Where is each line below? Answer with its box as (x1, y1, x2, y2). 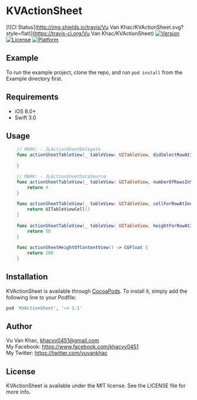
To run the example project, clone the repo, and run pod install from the (6, 69, 183, 76)
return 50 (27, 228, 51, 234)
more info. (6, 388, 31, 395)
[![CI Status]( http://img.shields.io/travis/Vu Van (6, 24, 120, 31)
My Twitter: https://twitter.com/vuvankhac (6, 349, 108, 356)
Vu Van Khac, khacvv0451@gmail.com (6, 337, 100, 344)
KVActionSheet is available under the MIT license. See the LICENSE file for (6, 382, 186, 389)
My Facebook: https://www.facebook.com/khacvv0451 (6, 343, 139, 351)
